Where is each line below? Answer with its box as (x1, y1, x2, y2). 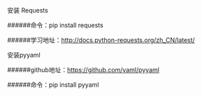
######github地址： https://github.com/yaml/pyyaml (7, 66, 159, 74)
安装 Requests (7, 6, 49, 14)
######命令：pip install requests (7, 21, 103, 29)
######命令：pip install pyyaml (7, 81, 99, 89)
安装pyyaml (7, 51, 41, 59)
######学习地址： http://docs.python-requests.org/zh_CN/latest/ (7, 36, 196, 44)
